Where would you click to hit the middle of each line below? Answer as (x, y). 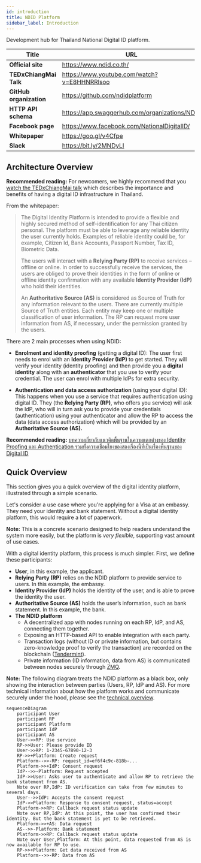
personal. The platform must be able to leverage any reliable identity (105, 230)
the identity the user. (40, 597)
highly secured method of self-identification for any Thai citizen (99, 224)
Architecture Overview (50, 167)
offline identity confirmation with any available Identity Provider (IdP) (106, 280)
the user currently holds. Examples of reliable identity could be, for (103, 237)
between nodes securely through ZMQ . (72, 667)
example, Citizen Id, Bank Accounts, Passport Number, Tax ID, (98, 243)
